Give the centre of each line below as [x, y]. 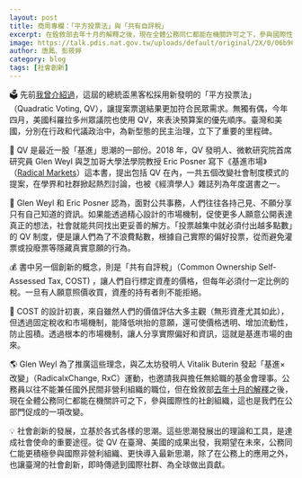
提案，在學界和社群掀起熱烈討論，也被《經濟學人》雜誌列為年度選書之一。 [147, 183]
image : [22, 43]
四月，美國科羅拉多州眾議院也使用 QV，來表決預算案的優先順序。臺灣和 [142, 119]
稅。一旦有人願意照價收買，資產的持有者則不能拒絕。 [108, 292]
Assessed [28, 280]
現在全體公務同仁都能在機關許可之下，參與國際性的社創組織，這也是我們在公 [151, 400]
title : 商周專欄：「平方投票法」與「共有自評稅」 [89, 26]
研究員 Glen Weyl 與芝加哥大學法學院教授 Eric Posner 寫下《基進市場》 [138, 161]
